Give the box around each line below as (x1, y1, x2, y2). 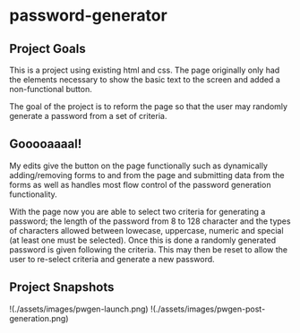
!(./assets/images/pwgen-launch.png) (9, 303, 150, 314)
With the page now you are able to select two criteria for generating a (9, 206, 266, 217)
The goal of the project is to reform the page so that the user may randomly (9, 101, 288, 112)
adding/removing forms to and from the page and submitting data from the (9, 169, 285, 180)
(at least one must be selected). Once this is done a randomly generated (9, 235, 277, 245)
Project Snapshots (9, 279, 115, 295)
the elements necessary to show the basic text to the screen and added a (9, 74, 280, 85)
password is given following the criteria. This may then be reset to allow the (9, 243, 288, 255)
